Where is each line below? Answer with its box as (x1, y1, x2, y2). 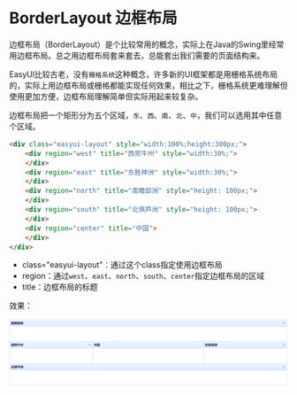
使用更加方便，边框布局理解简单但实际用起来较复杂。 (9, 90, 203, 102)
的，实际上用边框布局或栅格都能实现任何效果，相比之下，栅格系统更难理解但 (9, 80, 288, 90)
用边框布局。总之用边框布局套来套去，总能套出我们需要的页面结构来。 (9, 50, 265, 60)
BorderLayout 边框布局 (9, 8, 179, 28)
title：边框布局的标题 (21, 282, 98, 292)
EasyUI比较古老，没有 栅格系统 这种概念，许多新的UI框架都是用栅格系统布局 (9, 68, 278, 80)
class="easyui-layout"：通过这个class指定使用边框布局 (21, 259, 223, 270)
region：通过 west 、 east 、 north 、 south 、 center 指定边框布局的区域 (21, 271, 265, 282)
